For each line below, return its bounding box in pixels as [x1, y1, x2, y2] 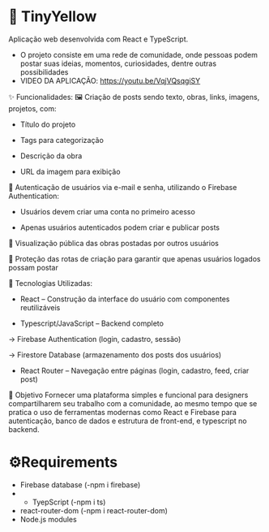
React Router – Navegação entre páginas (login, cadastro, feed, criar [19, 365, 250, 375]
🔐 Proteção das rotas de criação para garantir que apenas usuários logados [8, 253, 261, 263]
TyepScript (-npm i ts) [32, 497, 106, 507]
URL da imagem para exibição [19, 167, 121, 176]
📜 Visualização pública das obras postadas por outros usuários [8, 238, 219, 248]
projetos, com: [8, 103, 57, 113]
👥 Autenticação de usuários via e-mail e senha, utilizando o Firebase [8, 182, 237, 192]
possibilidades [19, 67, 69, 76]
